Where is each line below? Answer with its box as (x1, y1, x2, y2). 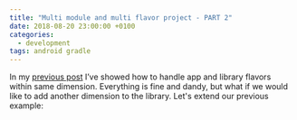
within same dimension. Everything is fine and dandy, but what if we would (9, 81, 288, 92)
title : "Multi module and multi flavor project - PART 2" (9, 13, 233, 23)
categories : (9, 30, 54, 39)
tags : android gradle (9, 47, 91, 56)
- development (17, 38, 71, 48)
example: (9, 100, 43, 111)
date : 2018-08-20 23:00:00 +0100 (9, 22, 136, 31)
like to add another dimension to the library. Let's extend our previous (9, 91, 269, 102)
